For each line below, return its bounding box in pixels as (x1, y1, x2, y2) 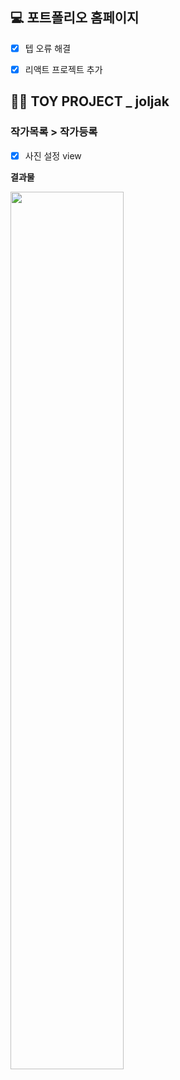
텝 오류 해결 (24, 42, 72, 54)
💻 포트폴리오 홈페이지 (10, 9, 140, 27)
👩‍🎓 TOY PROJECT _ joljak (10, 93, 170, 110)
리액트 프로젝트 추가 (24, 63, 103, 75)
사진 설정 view (24, 149, 82, 162)
